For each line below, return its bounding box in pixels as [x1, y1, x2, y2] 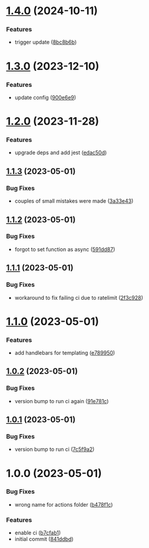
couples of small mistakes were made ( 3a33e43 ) [14, 197, 134, 205]
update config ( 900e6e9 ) [14, 93, 77, 101]
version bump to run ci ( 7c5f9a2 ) [14, 446, 95, 453]
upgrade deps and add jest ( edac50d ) [14, 149, 107, 156]
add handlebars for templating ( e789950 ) [14, 349, 115, 356]
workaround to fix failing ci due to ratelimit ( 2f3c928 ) [14, 294, 143, 301]
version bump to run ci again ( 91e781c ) [14, 397, 109, 404]
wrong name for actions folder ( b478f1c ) [14, 501, 113, 508]
